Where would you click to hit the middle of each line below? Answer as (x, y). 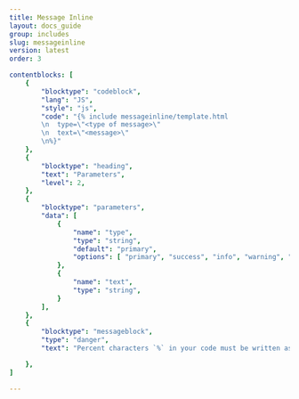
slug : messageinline (48, 42)
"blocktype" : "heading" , (87, 166)
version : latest (39, 51)
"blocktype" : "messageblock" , (97, 332)
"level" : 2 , (64, 183)
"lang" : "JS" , (67, 100)
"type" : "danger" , (75, 340)
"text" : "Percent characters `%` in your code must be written (161, 348)
